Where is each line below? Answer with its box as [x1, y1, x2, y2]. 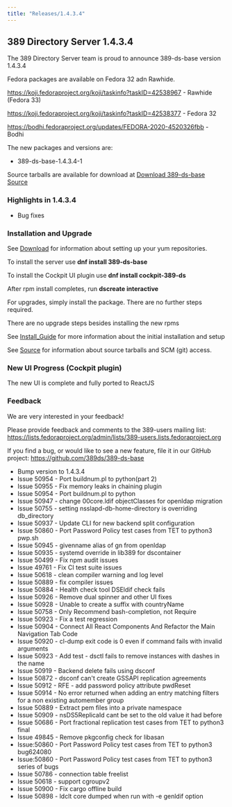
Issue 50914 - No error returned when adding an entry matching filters [17, 688, 219, 697]
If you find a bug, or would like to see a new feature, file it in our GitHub [7, 446, 212, 455]
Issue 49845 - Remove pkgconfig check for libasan [17, 733, 165, 741]
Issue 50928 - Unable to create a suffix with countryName [17, 600, 184, 608]
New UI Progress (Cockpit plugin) [7, 363, 122, 372]
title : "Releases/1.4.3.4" [7, 10, 85, 17]
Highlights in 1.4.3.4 [7, 195, 76, 205]
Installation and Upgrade [7, 228, 92, 238]
